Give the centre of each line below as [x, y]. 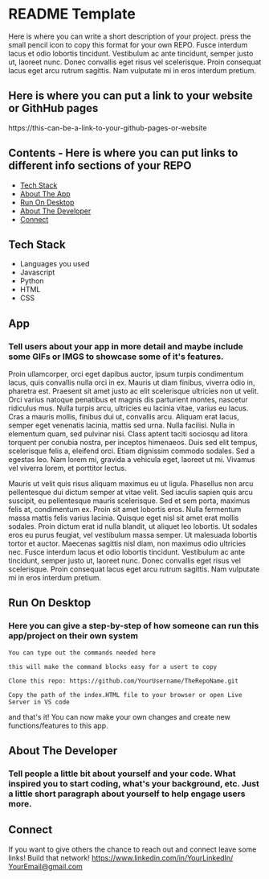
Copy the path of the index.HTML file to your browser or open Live [125, 695]
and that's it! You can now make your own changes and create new [119, 716]
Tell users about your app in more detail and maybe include [126, 346]
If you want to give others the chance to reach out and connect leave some [132, 849]
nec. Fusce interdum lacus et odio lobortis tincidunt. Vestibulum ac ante [127, 552]
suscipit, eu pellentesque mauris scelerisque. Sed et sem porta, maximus [129, 501]
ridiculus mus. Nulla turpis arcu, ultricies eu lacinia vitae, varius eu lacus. [128, 408]
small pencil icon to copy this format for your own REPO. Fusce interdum [128, 44]
